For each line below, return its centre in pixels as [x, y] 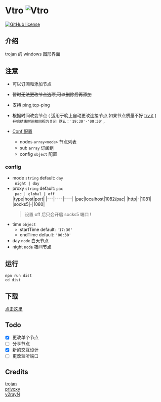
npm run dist [19, 275]
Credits [17, 372]
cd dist [13, 280]
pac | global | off [35, 194]
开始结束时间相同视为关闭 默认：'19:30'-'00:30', [59, 121]
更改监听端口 [25, 356]
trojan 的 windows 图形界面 [33, 54]
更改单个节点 [25, 337]
